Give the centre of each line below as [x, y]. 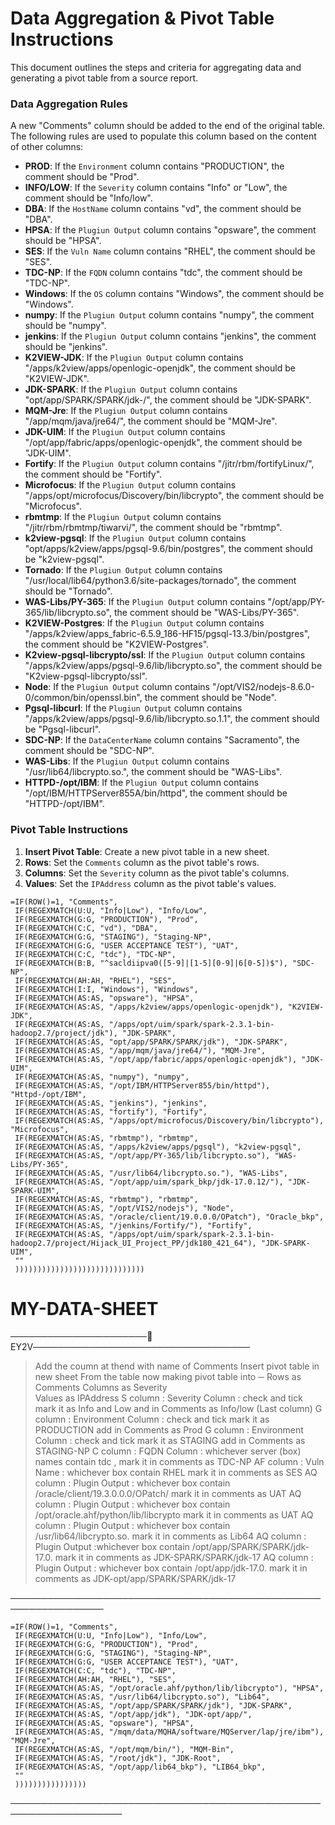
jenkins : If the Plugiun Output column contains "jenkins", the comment [170, 336]
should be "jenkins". [66, 347]
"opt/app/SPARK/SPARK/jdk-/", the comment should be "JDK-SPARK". [168, 400]
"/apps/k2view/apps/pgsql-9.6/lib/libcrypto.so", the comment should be [173, 666]
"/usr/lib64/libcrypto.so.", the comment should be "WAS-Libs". [153, 772]
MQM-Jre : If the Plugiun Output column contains [126, 411]
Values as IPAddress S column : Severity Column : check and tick [168, 1398]
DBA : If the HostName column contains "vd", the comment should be [163, 209]
